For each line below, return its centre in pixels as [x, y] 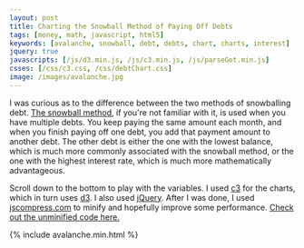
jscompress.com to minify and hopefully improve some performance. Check [152, 207]
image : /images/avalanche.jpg [67, 77]
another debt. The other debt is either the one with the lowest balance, [142, 141]
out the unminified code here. [64, 217]
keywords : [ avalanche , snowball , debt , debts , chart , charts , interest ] [150, 43]
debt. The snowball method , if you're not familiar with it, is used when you [147, 112]
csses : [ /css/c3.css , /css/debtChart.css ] [91, 69]
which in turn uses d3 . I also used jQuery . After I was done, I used [132, 197]
